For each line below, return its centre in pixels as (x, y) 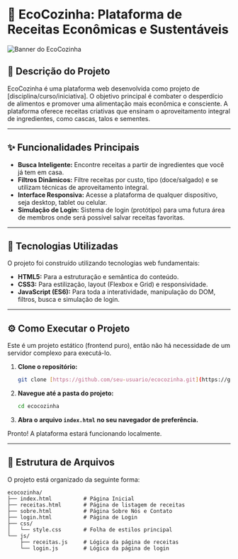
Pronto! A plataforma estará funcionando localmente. (85, 433)
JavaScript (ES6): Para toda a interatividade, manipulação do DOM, (117, 292)
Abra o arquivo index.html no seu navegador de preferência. (108, 419)
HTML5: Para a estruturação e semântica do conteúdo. (98, 277)
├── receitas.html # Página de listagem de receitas (96, 505)
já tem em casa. (41, 172)
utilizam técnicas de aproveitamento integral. (83, 187)
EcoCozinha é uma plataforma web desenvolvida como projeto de (103, 89)
